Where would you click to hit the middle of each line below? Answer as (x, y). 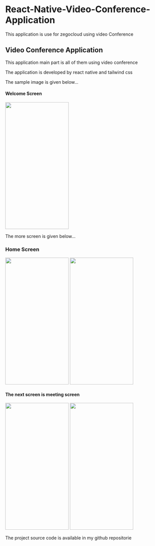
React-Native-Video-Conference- (78, 9)
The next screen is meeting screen (43, 394)
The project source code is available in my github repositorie (68, 538)
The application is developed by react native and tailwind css (69, 72)
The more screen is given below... (41, 236)
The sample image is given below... (42, 82)
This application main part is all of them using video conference (72, 62)
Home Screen (22, 249)
